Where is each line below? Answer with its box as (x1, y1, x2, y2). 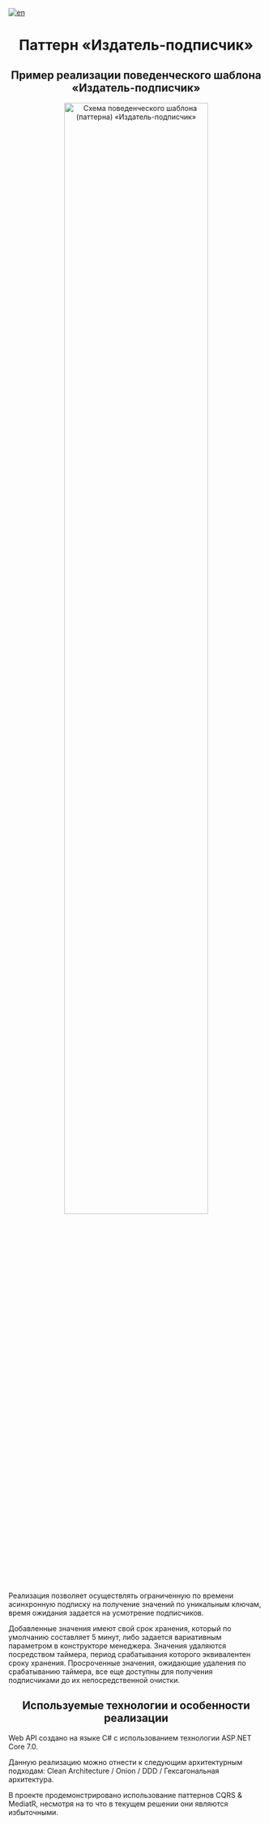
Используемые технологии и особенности (22, 1698, 250, 1713)
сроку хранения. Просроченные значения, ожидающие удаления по (8, 1658, 246, 1668)
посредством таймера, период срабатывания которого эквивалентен (8, 1650, 251, 1659)
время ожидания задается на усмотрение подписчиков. (8, 1608, 204, 1617)
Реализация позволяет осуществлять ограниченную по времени (8, 1591, 233, 1600)
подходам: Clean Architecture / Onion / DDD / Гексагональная (8, 1766, 220, 1775)
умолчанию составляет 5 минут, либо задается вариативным (8, 1633, 222, 1642)
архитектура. (8, 1775, 54, 1784)
